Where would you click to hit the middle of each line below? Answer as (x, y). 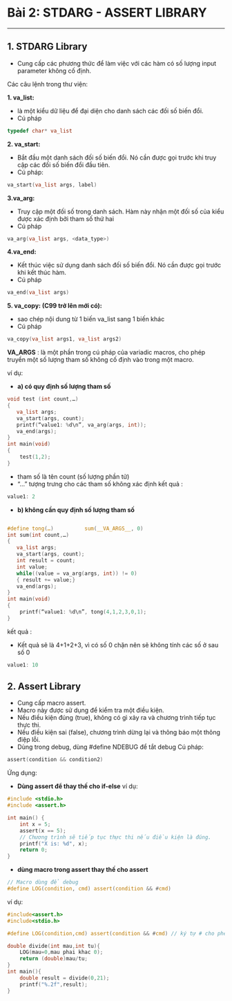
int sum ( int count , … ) (38, 535)
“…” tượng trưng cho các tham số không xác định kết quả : (100, 484)
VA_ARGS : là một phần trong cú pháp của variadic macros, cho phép (106, 352)
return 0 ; (34, 850)
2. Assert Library (44, 686)
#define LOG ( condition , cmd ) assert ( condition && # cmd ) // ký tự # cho (111, 933)
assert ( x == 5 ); (43, 830)
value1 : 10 (23, 665)
